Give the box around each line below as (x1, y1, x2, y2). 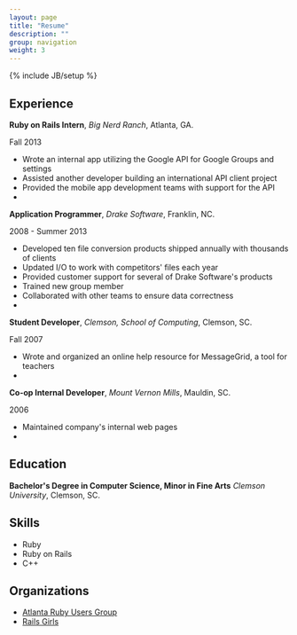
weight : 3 (9, 46, 46, 55)
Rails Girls (21, 616, 59, 627)
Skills (9, 515, 40, 530)
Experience (9, 96, 74, 111)
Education (9, 457, 67, 472)
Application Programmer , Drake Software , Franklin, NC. (9, 208, 215, 219)
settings (21, 163, 52, 174)
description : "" (9, 29, 69, 38)
